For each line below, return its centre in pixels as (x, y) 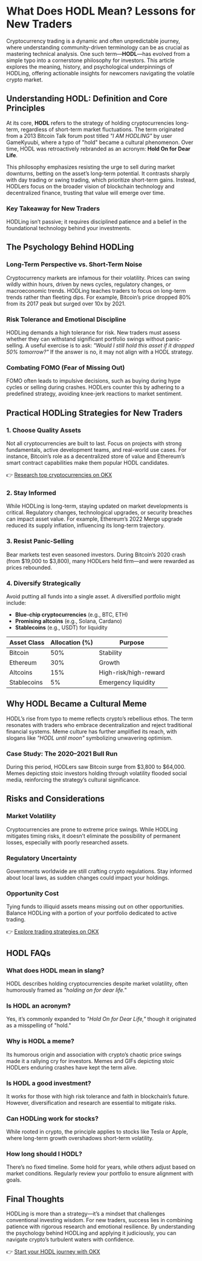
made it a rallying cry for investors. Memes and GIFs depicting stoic (90, 1061)
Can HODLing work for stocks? (52, 1118)
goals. (14, 1180)
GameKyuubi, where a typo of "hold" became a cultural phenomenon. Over (100, 142)
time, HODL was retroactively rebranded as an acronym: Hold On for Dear (98, 149)
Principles (26, 108)
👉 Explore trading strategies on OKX (53, 932)
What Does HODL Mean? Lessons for (101, 11)
